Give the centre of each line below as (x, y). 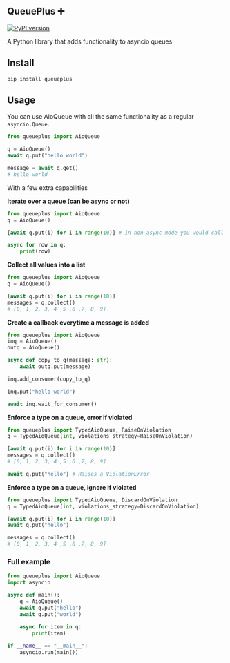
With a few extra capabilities (48, 188)
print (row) (35, 251)
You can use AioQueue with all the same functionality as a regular (101, 117)
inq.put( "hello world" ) (41, 392)
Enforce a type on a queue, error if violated (70, 417)
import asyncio (29, 583)
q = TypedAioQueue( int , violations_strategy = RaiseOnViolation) (100, 436)
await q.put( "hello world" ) (48, 156)
